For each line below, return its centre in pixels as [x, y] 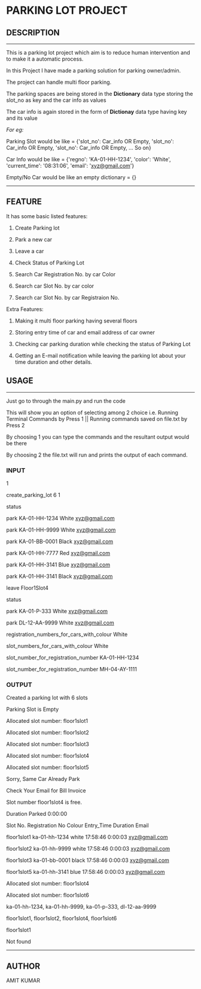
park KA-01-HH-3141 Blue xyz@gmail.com [58, 565]
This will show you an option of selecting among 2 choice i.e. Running [92, 412]
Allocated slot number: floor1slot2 [48, 732]
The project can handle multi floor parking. [59, 82]
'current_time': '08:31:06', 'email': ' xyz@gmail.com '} [70, 166]
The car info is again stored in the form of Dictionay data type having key [97, 112]
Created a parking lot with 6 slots [47, 698]
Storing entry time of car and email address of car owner [85, 332]
